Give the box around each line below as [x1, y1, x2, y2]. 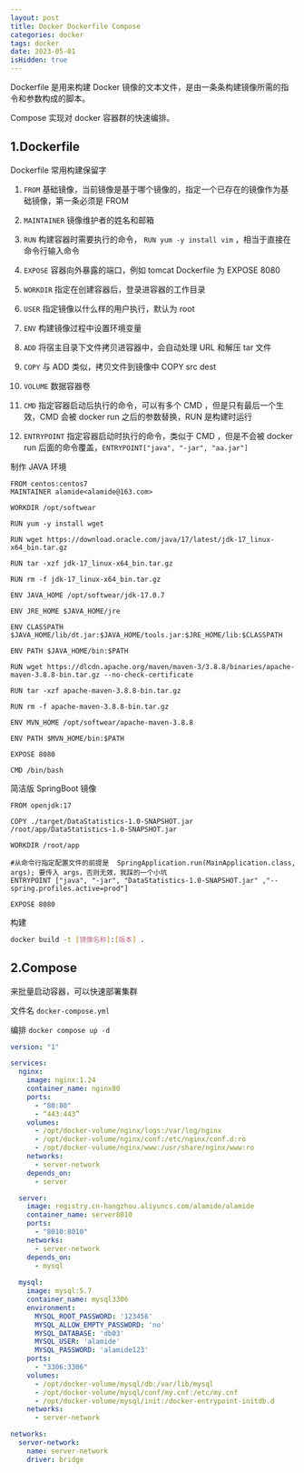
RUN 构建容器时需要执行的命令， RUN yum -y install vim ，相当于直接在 [23, 234, 291, 245]
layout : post [10, 13, 60, 23]
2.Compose [10, 960, 78, 976]
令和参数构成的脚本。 [10, 93, 90, 104]
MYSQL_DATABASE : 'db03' [34, 1328, 125, 1338]
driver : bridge [26, 1455, 84, 1464]
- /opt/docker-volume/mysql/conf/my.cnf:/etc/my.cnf [34, 1388, 239, 1397]
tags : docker [10, 38, 60, 48]
